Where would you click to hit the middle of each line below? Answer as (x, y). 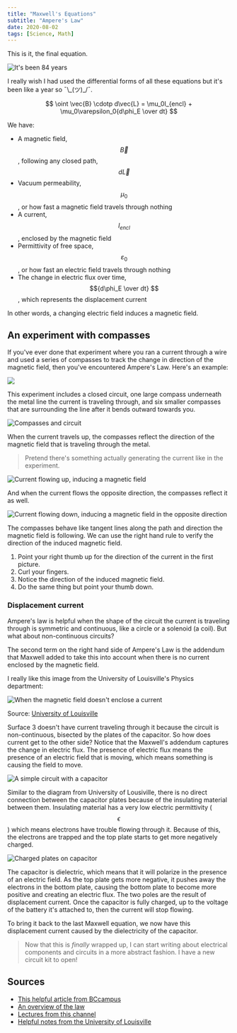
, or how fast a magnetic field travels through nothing (95, 207)
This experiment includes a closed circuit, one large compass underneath (114, 395)
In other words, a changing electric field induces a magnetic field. (103, 313)
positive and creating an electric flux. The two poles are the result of (107, 894)
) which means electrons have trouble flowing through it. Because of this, (114, 829)
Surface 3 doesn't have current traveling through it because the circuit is (113, 727)
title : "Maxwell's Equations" (52, 14)
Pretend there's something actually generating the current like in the (124, 458)
